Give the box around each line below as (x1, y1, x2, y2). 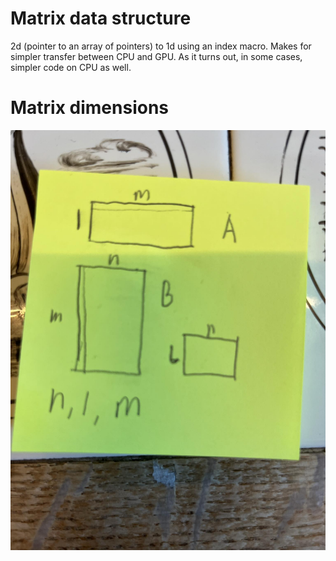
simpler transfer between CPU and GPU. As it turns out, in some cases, (10, 50, 303, 62)
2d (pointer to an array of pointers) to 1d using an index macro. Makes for (10, 40, 312, 52)
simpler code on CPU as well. (10, 61, 132, 73)
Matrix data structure (10, 7, 192, 30)
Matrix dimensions (10, 97, 170, 119)
